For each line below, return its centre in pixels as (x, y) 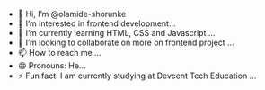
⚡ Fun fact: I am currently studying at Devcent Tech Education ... (137, 76)
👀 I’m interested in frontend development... (97, 23)
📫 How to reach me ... (59, 53)
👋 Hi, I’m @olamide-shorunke (72, 14)
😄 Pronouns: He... (52, 66)
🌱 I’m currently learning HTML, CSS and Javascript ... (116, 33)
